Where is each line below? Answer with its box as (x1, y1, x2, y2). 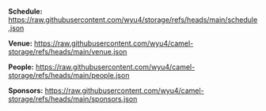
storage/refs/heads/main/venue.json (8, 47, 127, 56)
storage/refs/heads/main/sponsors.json (8, 94, 138, 103)
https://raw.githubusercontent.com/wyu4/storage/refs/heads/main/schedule (8, 15, 258, 24)
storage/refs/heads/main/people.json (8, 71, 130, 80)
